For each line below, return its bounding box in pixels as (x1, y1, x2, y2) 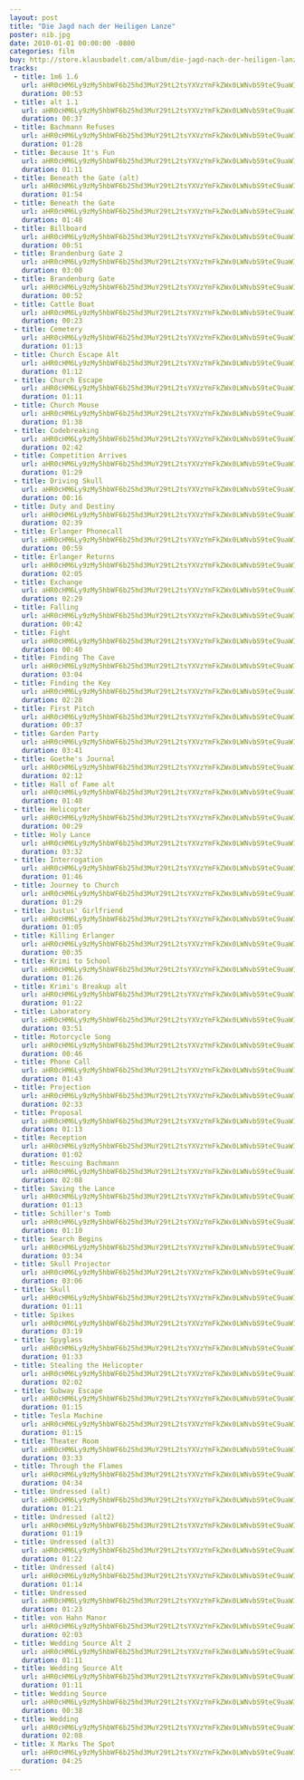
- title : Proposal (13, 1108, 83, 1117)
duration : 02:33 (21, 1100, 83, 1109)
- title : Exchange (13, 577, 83, 587)
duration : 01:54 (21, 190, 83, 199)
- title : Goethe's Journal (13, 754, 116, 764)
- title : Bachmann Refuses (13, 123, 116, 132)
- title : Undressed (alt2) (13, 1512, 116, 1522)
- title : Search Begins (13, 1234, 103, 1244)
